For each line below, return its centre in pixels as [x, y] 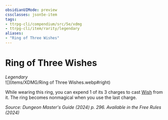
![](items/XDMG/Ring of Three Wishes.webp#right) [58, 82]
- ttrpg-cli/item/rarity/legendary [43, 29]
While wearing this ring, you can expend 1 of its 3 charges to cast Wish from [84, 92]
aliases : [14, 33]
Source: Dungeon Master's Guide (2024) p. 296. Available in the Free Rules [83, 107]
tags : [11, 19]
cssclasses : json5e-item [31, 15]
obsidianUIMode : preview [31, 10]
